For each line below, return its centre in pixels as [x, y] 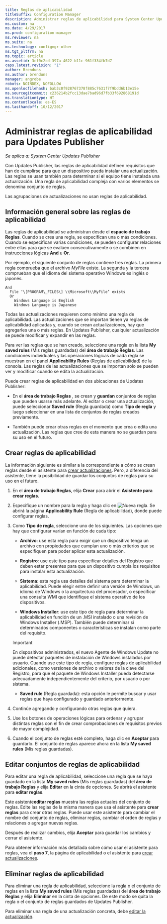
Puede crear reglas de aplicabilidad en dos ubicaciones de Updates [74, 381]
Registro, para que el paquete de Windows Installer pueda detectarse [83, 673]
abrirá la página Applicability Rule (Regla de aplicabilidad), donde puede [87, 511]
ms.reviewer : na [22, 38]
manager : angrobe [23, 79]
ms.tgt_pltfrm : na [24, 51]
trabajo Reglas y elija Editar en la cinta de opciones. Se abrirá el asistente [81, 787]
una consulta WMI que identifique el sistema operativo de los [82, 597]
